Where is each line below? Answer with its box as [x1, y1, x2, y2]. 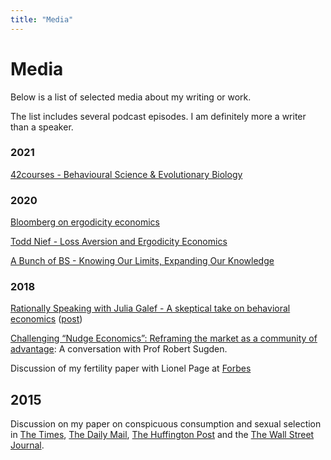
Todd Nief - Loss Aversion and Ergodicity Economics [10, 236, 228, 248]
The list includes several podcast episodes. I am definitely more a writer [10, 110, 307, 122]
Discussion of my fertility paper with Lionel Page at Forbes [10, 362, 252, 375]
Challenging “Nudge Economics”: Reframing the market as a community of [10, 332, 318, 345]
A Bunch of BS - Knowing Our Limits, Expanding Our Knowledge [10, 255, 275, 267]
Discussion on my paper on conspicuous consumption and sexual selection [10, 418, 322, 430]
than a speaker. [10, 121, 74, 133]
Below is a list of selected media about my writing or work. [10, 91, 252, 103]
